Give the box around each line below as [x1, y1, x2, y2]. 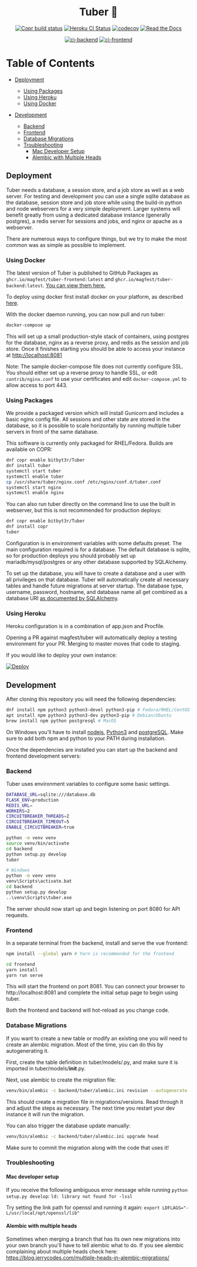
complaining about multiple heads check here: [6, 1248, 118, 1255]
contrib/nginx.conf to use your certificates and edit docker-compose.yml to [6, 375, 186, 382]
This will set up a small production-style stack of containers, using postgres [6, 333, 189, 340]
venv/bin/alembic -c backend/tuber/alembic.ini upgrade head [6, 1133, 159, 1139]
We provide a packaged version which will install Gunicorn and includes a [6, 410, 184, 417]
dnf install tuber [6, 463, 51, 469]
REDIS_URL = [6, 802, 33, 809]
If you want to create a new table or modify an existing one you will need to [6, 1035, 188, 1042]
